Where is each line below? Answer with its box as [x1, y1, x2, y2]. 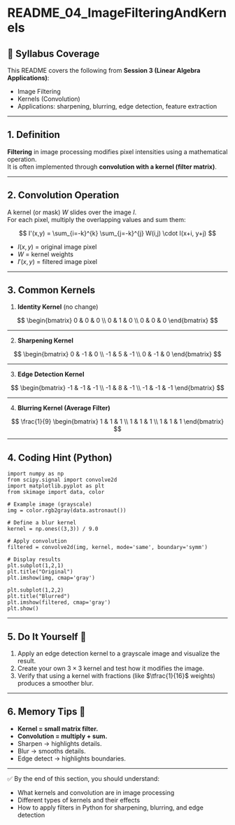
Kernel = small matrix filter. [17, 724, 99, 733]
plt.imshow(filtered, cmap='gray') [7, 599, 111, 606]
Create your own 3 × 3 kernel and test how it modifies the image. [17, 664, 205, 673]
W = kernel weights [17, 250, 73, 258]
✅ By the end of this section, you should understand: [7, 774, 159, 782]
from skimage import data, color [7, 489, 105, 496]
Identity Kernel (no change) [17, 303, 99, 311]
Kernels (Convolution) [17, 95, 80, 103]
